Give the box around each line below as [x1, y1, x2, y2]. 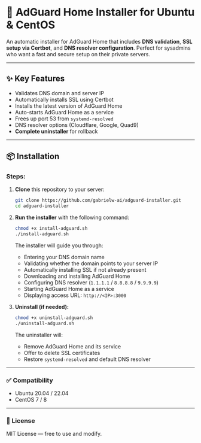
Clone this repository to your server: [14, 186, 105, 193]
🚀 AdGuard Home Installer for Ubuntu [6, 5, 195, 19]
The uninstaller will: [14, 331, 63, 338]
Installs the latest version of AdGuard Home [14, 102, 123, 110]
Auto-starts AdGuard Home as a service [14, 108, 114, 116]
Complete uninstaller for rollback [14, 128, 98, 135]
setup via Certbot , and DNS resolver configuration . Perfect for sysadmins [6, 44, 191, 51]
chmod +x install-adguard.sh [14, 226, 88, 232]
